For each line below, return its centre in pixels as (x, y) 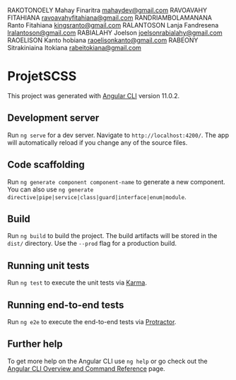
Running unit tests (48, 265)
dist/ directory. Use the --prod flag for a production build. (92, 244)
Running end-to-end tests (66, 305)
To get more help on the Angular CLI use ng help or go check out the (107, 361)
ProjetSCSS (42, 76)
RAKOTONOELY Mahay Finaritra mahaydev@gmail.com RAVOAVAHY (107, 10)
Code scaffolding (46, 165)
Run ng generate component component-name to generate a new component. (117, 182)
